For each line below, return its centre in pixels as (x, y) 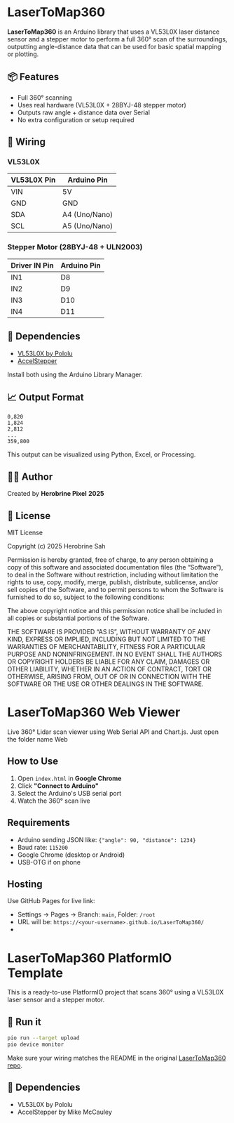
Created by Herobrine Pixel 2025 (56, 494)
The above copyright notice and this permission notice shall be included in (115, 610)
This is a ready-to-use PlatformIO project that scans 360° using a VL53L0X (116, 992)
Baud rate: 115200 (43, 847)
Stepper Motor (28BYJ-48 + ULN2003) (75, 247)
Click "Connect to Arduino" (58, 786)
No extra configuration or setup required (76, 119)
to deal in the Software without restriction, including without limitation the (113, 574)
